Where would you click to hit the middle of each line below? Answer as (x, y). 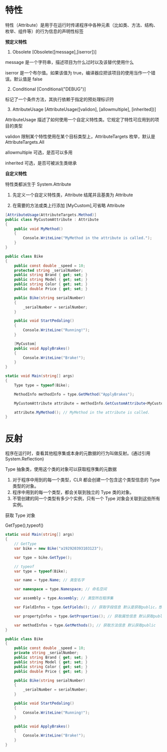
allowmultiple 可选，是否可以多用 (39, 152)
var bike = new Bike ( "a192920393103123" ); (59, 548)
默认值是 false (28, 79)
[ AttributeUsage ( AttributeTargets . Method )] (51, 215)
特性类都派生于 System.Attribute (38, 184)
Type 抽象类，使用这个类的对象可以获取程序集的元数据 (61, 469)
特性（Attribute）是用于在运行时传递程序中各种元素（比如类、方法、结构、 (82, 25)
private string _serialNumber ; (46, 653)
